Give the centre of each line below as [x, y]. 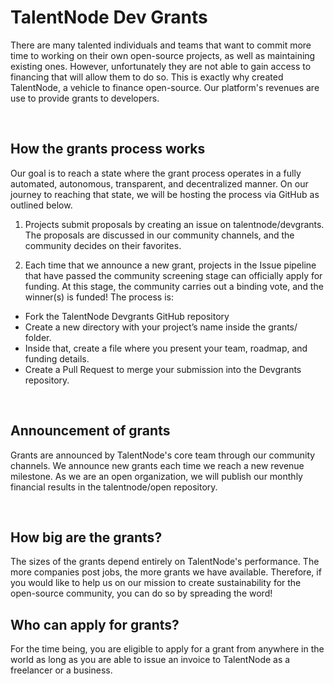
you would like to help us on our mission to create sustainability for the [156, 583]
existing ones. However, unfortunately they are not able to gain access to [161, 66]
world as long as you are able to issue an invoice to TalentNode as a [150, 660]
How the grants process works [108, 149]
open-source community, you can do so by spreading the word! [141, 593]
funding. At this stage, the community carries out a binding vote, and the [174, 286]
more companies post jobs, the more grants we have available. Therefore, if [166, 572]
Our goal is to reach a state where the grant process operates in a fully [156, 173]
